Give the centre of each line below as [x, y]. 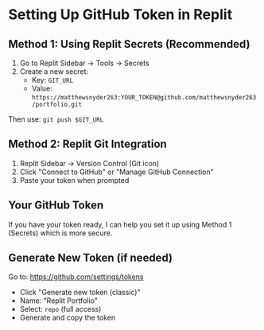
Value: [42, 88]
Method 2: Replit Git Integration [87, 144]
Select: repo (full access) [60, 309]
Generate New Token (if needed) [91, 258]
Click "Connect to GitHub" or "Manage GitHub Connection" [117, 172]
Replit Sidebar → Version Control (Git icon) [89, 163]
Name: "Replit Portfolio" [58, 301]
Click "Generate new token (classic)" [80, 293]
